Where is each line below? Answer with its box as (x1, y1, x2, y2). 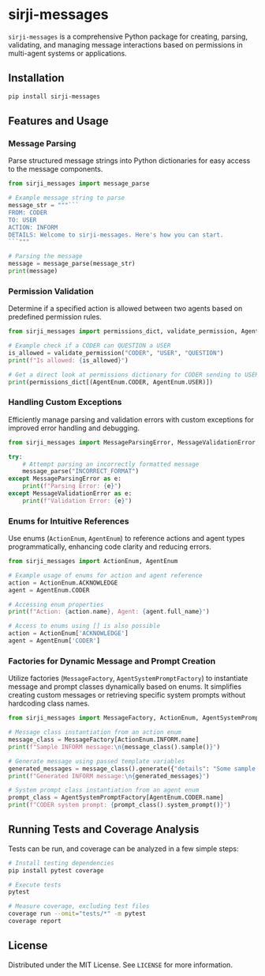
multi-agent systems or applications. (8, 48, 128, 58)
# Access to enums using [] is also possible (8, 622, 160, 630)
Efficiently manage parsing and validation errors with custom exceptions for (8, 414, 255, 424)
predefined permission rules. (8, 312, 103, 322)
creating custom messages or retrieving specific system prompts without (8, 690, 246, 700)
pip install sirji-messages (8, 93, 101, 100)
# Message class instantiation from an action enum (8, 728, 181, 736)
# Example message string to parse (8, 194, 125, 202)
